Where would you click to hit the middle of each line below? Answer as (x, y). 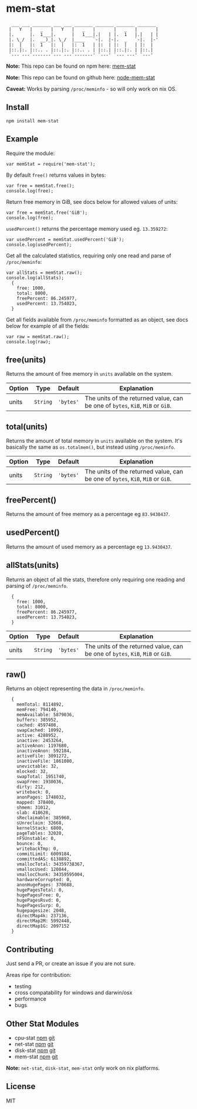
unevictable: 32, (38, 767)
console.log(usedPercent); (39, 244)
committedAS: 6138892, (44, 859)
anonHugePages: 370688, (46, 885)
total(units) (27, 427)
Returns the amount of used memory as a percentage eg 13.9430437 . (89, 547)
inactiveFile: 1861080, (46, 762)
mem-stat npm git (36, 1057)
